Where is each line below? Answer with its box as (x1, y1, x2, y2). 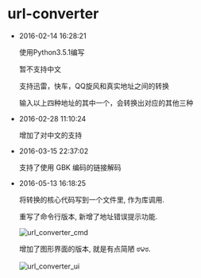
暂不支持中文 (18, 64, 61, 74)
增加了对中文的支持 (18, 130, 83, 140)
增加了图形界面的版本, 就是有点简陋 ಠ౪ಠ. (18, 244, 152, 253)
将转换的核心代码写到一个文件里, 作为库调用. (18, 195, 164, 204)
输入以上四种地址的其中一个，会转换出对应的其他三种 (18, 98, 194, 107)
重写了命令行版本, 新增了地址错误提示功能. (18, 211, 158, 221)
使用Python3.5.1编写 (18, 47, 85, 56)
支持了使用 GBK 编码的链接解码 (18, 162, 122, 172)
